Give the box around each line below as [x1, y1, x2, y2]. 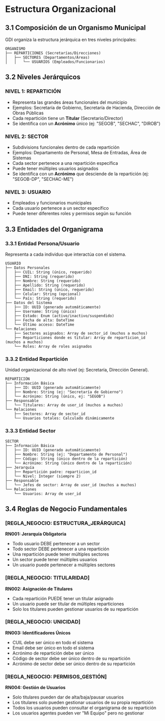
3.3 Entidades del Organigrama [5, 225, 103, 233]
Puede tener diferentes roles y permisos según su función [12, 211, 132, 217]
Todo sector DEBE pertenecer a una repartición [12, 546, 109, 552]
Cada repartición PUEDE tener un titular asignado [12, 595, 114, 601]
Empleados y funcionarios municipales [12, 200, 92, 206]
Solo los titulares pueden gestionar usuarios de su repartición [12, 606, 139, 612]
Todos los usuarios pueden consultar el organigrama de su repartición [12, 705, 157, 711]
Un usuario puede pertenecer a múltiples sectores [12, 562, 116, 568]
